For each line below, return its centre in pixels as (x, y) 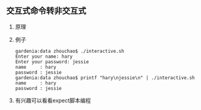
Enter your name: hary (44, 57)
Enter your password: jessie (52, 62)
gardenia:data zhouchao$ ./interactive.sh (70, 51)
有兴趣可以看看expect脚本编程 (53, 100)
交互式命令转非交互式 (46, 11)
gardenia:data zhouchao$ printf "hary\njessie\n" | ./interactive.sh (105, 78)
